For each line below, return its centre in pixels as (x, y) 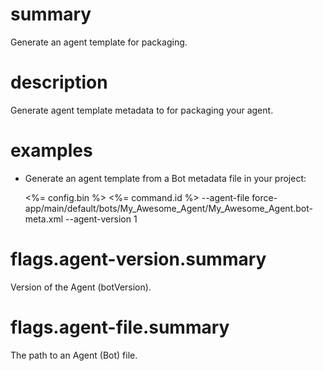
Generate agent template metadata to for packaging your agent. (142, 110)
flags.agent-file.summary (120, 327)
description (59, 82)
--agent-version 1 (101, 219)
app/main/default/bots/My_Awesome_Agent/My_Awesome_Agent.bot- (168, 208)
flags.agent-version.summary (138, 259)
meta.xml (44, 219)
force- (264, 197)
